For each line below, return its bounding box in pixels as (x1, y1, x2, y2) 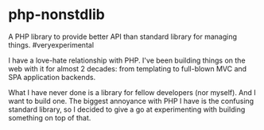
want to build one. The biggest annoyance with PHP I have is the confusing (8, 96, 254, 105)
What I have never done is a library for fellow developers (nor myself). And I (8, 87, 256, 97)
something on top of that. (8, 113, 91, 122)
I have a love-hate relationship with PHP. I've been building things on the (8, 55, 246, 65)
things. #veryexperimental (8, 40, 94, 49)
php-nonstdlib (8, 6, 106, 24)
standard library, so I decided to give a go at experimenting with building (8, 105, 246, 114)
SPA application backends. (8, 72, 96, 82)
